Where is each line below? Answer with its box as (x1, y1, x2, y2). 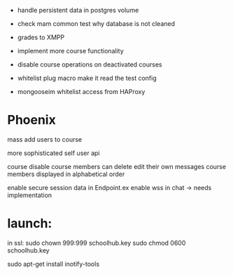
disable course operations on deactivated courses (17, 60, 162, 69)
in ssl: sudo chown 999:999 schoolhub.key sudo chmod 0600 (7, 239, 186, 247)
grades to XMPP (17, 33, 65, 41)
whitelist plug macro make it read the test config (17, 74, 157, 82)
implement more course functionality (17, 47, 124, 55)
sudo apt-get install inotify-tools (7, 260, 100, 268)
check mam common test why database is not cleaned (17, 20, 176, 27)
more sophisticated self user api (7, 149, 100, 157)
